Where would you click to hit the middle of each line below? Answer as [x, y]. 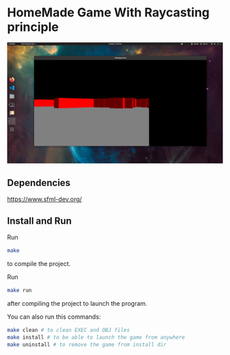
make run [20, 290]
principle [33, 27]
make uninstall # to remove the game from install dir [87, 344]
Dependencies [39, 183]
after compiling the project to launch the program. [77, 303]
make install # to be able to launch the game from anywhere [96, 337]
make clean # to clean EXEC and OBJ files [68, 330]
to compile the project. [39, 263]
